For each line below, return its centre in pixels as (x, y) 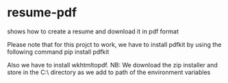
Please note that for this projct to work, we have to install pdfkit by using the (114, 44)
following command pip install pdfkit (58, 52)
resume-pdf (42, 13)
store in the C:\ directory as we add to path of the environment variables (109, 72)
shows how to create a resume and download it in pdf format (93, 31)
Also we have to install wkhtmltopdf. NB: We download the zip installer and (112, 65)
